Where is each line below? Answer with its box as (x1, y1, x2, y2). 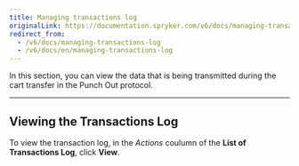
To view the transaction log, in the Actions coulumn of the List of (9, 137, 246, 147)
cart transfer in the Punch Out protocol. (9, 80, 153, 91)
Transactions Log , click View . (9, 146, 120, 157)
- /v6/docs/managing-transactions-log (17, 37, 162, 47)
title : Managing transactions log (9, 12, 138, 22)
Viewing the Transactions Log (9, 114, 179, 129)
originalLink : (9, 21, 62, 30)
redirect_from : (9, 29, 66, 38)
